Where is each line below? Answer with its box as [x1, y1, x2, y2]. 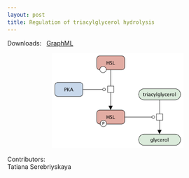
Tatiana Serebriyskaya [7, 162, 71, 171]
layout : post [7, 11, 45, 18]
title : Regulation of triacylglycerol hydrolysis [7, 18, 155, 26]
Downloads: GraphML [7, 39, 73, 47]
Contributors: [7, 155, 45, 163]
